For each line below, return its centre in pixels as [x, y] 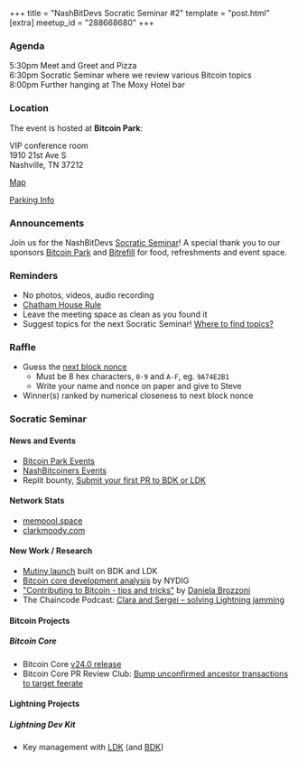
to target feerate [53, 683]
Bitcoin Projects [40, 620]
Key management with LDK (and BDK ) [93, 747]
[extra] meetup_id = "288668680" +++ [82, 23]
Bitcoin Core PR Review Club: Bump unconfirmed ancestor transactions [155, 673]
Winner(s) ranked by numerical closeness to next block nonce [138, 395]
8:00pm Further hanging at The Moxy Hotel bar [97, 85]
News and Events [43, 441]
